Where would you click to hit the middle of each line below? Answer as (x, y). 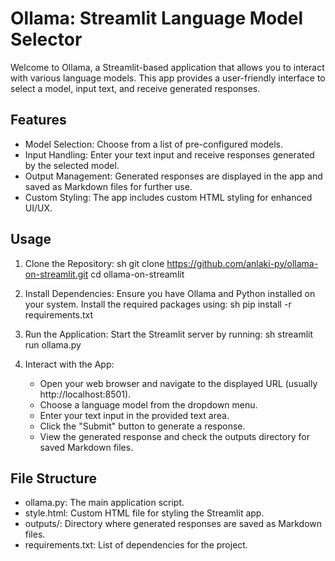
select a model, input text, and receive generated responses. (135, 88)
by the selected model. (72, 165)
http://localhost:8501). (85, 394)
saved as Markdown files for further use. (108, 186)
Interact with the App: (69, 364)
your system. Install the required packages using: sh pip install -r (158, 304)
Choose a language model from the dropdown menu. (148, 404)
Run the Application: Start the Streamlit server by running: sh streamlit (169, 334)
